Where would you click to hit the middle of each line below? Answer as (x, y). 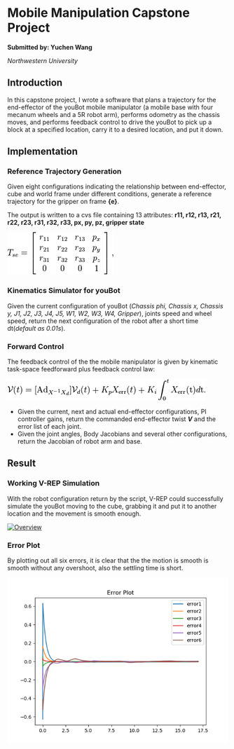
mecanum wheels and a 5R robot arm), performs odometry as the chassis (114, 114)
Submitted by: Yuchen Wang (50, 47)
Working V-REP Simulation (54, 483)
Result (22, 463)
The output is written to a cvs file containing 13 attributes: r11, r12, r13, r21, (115, 215)
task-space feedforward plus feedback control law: (81, 369)
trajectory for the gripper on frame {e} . (63, 202)
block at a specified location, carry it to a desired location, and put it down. (115, 129)
